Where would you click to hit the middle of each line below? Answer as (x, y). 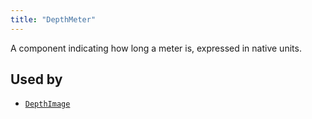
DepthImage (47, 104)
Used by (36, 79)
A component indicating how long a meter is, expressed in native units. (156, 48)
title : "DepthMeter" (53, 19)
